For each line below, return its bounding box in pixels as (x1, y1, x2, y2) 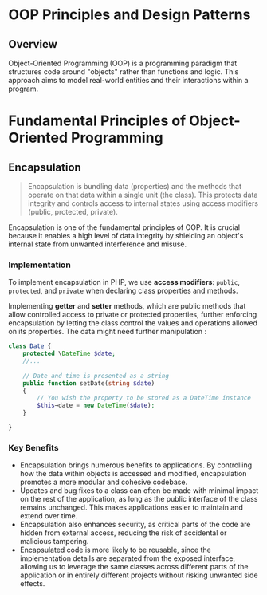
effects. (19, 579, 45, 589)
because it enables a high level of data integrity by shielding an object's (8, 231, 244, 240)
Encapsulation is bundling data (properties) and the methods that (27, 182, 241, 191)
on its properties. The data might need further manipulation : (8, 327, 207, 337)
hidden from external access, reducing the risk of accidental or (19, 528, 227, 538)
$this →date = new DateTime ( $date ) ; (37, 401, 155, 410)
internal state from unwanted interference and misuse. (8, 239, 187, 249)
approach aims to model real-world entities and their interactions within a (8, 76, 249, 85)
